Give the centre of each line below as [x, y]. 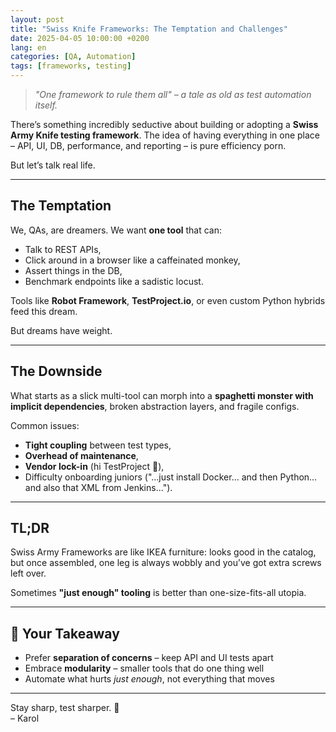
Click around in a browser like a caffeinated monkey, [132, 260]
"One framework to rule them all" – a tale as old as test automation [173, 94]
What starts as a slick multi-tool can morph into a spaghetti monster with [162, 395]
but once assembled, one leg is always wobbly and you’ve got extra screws [166, 563]
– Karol [25, 718]
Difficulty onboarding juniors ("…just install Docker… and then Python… [171, 477]
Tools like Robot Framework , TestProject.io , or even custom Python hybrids [168, 300]
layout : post [37, 19]
